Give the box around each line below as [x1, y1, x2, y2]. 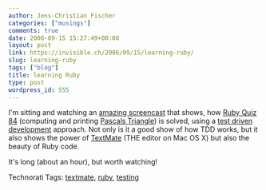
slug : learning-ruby [8, 57, 77, 65]
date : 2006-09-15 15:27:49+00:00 [8, 34, 120, 42]
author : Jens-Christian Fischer [8, 11, 116, 20]
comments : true [8, 26, 59, 34]
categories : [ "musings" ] [8, 19, 91, 27]
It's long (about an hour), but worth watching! [8, 157, 158, 167]
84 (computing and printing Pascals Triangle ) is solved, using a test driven [8, 117, 253, 126]
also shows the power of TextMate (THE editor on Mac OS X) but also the [8, 133, 250, 143]
